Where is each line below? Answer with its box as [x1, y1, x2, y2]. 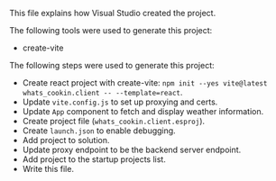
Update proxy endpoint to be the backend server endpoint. [22, 144, 242, 155]
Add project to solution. [22, 135, 110, 145]
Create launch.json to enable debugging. [22, 125, 176, 136]
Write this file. [22, 164, 75, 174]
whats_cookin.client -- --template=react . [22, 87, 183, 97]
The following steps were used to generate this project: [9, 60, 215, 70]
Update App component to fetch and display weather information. [22, 106, 264, 116]
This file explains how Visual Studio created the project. [9, 8, 216, 18]
